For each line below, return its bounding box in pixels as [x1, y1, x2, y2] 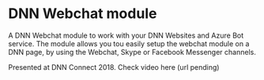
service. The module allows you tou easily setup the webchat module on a [8, 38, 250, 48]
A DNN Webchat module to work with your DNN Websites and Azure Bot [8, 31, 244, 40]
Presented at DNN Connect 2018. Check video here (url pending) [8, 62, 220, 71]
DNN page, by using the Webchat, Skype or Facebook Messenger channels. [8, 47, 257, 56]
